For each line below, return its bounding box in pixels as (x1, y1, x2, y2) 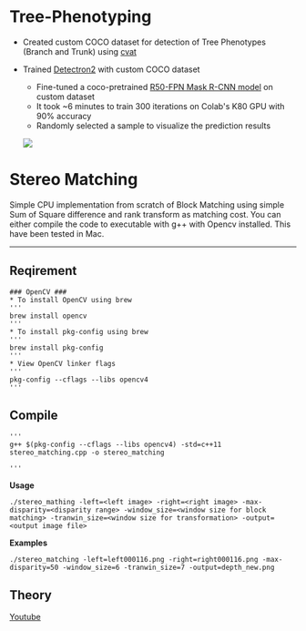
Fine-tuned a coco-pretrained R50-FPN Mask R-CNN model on (36, 81, 273, 92)
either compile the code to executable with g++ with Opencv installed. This (9, 219, 291, 229)
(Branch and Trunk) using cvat (22, 46, 137, 56)
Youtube (9, 612, 41, 623)
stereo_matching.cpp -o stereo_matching (9, 448, 166, 457)
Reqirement (9, 263, 77, 279)
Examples (9, 537, 48, 548)
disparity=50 (9, 563, 59, 572)
